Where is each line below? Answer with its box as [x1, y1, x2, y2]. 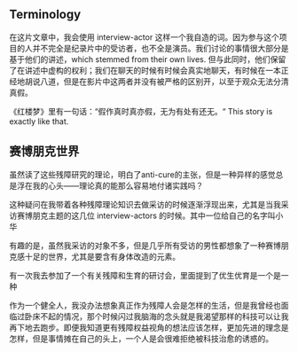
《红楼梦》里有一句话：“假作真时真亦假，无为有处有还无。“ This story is [9, 106, 273, 116]
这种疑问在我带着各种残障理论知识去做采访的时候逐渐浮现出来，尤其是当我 [9, 199, 281, 209]
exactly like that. [9, 115, 69, 127]
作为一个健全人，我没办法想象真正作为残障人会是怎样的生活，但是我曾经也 [9, 300, 281, 310]
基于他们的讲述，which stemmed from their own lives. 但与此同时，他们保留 [9, 53, 286, 65]
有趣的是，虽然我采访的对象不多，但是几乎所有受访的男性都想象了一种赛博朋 [9, 239, 289, 251]
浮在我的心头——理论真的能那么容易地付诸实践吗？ [16, 180, 204, 191]
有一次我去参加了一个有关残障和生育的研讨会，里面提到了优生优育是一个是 [9, 270, 281, 280]
